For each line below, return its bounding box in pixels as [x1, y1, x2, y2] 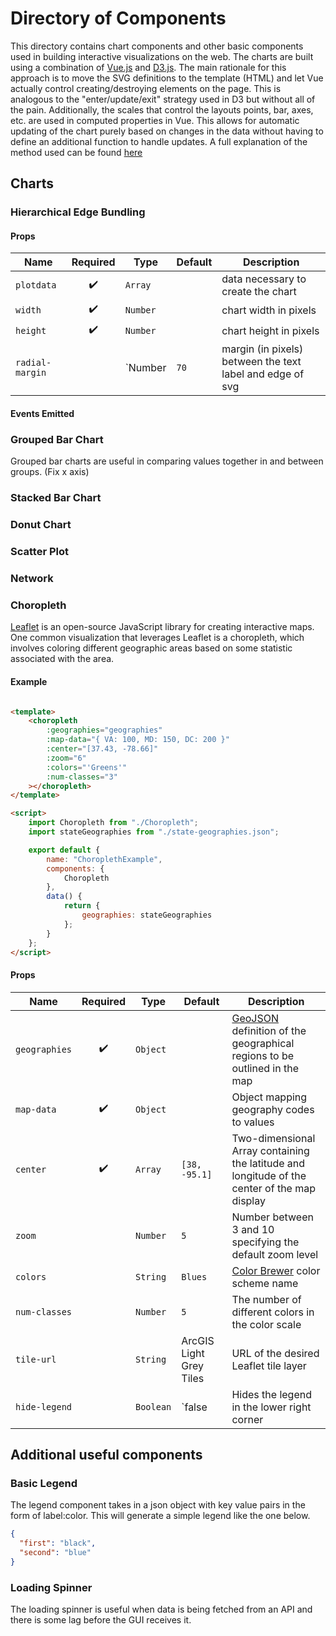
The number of [231, 1292, 302, 1306]
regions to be [231, 1048, 295, 1062]
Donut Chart [10, 518, 72, 532]
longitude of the [231, 1168, 307, 1182]
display [231, 1193, 266, 1207]
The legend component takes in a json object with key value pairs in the [10, 1499, 306, 1511]
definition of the [231, 1023, 307, 1037]
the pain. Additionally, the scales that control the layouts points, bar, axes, [10, 103, 314, 116]
